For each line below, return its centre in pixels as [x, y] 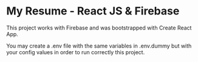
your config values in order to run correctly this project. [76, 52]
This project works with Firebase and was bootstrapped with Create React [99, 28]
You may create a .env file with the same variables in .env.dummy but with [99, 46]
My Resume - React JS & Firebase [93, 11]
